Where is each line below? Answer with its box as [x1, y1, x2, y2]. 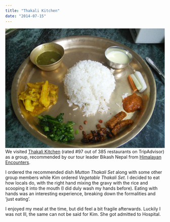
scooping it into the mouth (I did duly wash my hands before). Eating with [5, 185, 158, 191]
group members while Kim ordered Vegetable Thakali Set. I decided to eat [5, 174, 160, 181]
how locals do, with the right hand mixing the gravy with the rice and [5, 180, 148, 186]
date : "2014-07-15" [5, 13, 47, 19]
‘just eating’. [5, 196, 30, 202]
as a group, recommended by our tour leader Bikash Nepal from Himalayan [5, 154, 162, 160]
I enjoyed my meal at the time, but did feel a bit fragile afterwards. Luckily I [5, 205, 161, 212]
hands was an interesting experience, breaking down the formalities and [5, 190, 156, 197]
